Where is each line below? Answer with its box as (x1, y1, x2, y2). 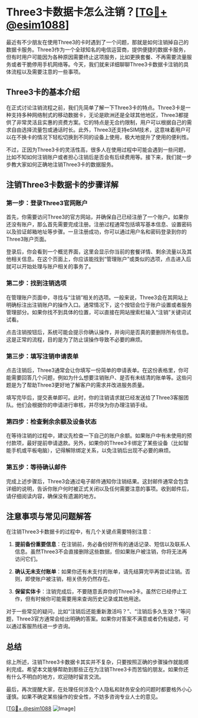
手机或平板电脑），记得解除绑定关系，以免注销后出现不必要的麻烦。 (11, 447, 174, 454)
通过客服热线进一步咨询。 (11, 623, 74, 630)
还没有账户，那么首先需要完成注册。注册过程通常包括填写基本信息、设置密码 (6, 221, 192, 228)
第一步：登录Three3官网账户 (6, 199, 88, 207)
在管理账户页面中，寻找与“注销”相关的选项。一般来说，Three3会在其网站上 (6, 294, 189, 301)
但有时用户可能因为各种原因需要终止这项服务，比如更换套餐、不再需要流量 (6, 53, 187, 60)
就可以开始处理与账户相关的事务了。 (6, 263, 94, 270)
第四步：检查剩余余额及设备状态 (6, 417, 97, 425)
